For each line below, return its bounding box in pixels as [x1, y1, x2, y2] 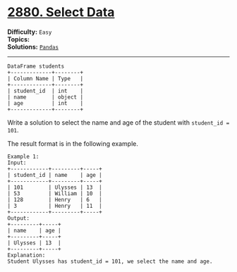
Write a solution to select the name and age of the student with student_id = [7, 118, 230, 127]
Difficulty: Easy [7, 27, 52, 36]
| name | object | [7, 93, 83, 101]
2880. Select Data [7, 4, 115, 20]
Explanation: [7, 252, 46, 259]
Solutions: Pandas [7, 42, 59, 51]
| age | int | [7, 99, 83, 106]
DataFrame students [7, 63, 65, 70]
